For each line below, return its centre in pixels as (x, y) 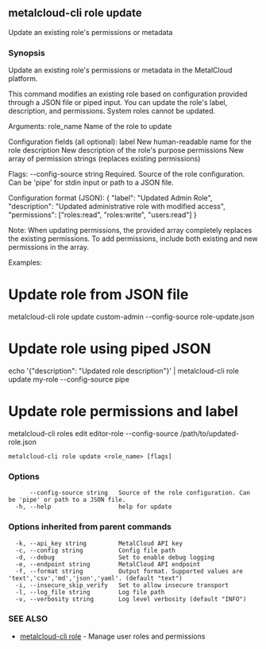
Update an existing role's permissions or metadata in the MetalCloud (120, 70)
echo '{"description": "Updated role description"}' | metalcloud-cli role (124, 371)
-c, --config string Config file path (96, 550)
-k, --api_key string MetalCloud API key (99, 543)
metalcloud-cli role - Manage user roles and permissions (112, 636)
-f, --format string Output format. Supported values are (129, 571)
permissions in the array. (49, 247)
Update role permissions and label (123, 412)
